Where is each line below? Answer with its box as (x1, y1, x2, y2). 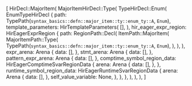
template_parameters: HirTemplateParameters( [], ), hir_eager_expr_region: (6, 23, 187, 30)
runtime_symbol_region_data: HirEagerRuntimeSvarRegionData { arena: (6, 67, 179, 74)
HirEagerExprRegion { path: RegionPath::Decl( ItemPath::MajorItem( (6, 30, 170, 37)
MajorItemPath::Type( (6, 36, 59, 43)
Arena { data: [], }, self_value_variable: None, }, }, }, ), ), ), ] (6, 73, 146, 80)
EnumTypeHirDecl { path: (6, 11, 67, 18)
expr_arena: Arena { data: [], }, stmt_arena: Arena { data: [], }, (6, 49, 153, 55)
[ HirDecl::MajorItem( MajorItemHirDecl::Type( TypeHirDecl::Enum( (6, 5, 167, 12)
